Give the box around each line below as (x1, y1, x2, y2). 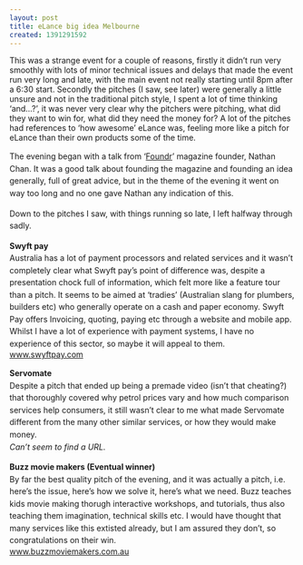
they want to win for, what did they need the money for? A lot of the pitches (9, 113, 291, 124)
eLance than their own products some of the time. (9, 133, 197, 144)
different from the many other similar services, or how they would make (9, 417, 277, 428)
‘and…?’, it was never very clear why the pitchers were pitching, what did (9, 104, 281, 114)
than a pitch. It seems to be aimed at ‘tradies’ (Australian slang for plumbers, (9, 289, 295, 300)
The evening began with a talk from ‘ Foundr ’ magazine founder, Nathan (9, 151, 276, 162)
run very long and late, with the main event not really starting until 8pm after (9, 74, 293, 85)
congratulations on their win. (9, 535, 116, 546)
